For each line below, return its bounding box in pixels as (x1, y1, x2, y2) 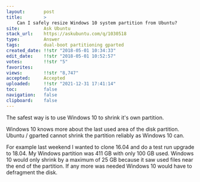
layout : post (6, 8, 55, 15)
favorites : (6, 64, 33, 70)
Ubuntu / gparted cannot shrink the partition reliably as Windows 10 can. (6, 132, 185, 139)
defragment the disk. (6, 168, 58, 176)
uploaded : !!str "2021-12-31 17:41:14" (6, 81, 116, 87)
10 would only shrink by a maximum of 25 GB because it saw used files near (6, 156, 193, 163)
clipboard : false (6, 97, 58, 103)
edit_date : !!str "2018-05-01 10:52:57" (6, 53, 116, 59)
